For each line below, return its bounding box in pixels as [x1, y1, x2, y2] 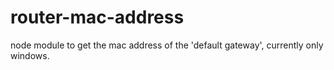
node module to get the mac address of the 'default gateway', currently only [10, 39, 324, 51]
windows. [10, 49, 50, 61]
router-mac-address [10, 6, 185, 29]
